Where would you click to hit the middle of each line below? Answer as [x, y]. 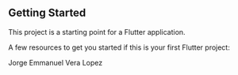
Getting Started [47, 13]
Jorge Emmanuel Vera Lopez [56, 62]
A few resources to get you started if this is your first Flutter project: [119, 47]
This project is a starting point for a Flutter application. [97, 32]
